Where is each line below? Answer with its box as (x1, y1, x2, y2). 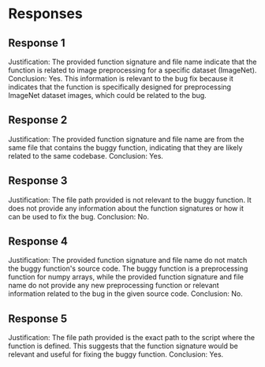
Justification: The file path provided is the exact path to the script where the (8, 333, 255, 343)
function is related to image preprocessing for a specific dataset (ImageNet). (8, 66, 257, 75)
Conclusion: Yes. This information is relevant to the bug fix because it (8, 74, 234, 83)
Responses (8, 5, 83, 23)
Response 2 (8, 114, 68, 127)
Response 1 (8, 36, 65, 50)
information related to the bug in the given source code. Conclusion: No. (8, 289, 243, 298)
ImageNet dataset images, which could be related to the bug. (8, 91, 207, 99)
